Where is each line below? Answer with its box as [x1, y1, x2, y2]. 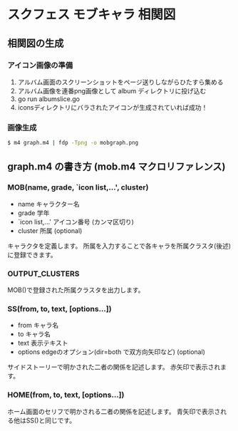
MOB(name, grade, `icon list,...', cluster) [7, 182, 149, 192]
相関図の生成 [7, 37, 64, 49]
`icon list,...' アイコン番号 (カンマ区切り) [17, 217, 134, 226]
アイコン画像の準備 [7, 60, 73, 70]
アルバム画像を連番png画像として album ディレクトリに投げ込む [17, 86, 207, 95]
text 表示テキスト [17, 339, 69, 348]
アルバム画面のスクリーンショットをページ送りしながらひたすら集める [17, 78, 224, 86]
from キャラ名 [17, 321, 59, 330]
